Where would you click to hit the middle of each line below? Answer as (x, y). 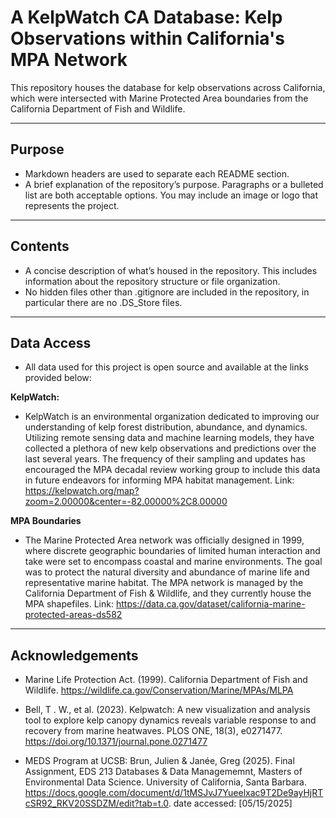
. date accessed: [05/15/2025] (230, 803)
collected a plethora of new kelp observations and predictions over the (170, 448)
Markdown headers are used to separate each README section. (157, 173)
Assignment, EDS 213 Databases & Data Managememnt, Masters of (163, 772)
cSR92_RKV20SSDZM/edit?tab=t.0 (96, 803)
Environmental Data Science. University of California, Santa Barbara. (166, 782)
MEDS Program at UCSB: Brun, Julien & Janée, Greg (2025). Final (159, 761)
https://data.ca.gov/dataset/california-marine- (210, 604)
